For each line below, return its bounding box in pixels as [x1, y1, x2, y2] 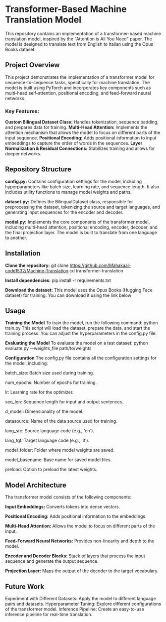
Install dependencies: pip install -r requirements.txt [5, 277, 111, 283]
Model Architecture [5, 481, 67, 489]
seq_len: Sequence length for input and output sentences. [5, 399, 124, 405]
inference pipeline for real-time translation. [5, 612, 93, 618]
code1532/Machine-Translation [5, 267, 68, 273]
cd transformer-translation [69, 267, 124, 273]
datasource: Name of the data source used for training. [5, 418, 117, 424]
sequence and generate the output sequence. [5, 558, 99, 564]
